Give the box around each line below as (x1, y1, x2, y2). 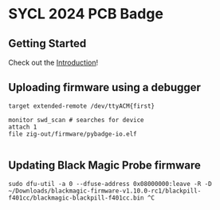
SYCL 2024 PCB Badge (8, 5, 163, 23)
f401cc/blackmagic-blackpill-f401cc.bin (8, 193, 145, 202)
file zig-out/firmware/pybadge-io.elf (8, 129, 137, 138)
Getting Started (8, 37, 87, 50)
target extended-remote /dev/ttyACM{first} (8, 101, 155, 110)
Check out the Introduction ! (8, 57, 98, 67)
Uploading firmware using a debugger (8, 81, 202, 94)
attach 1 (8, 123, 37, 131)
